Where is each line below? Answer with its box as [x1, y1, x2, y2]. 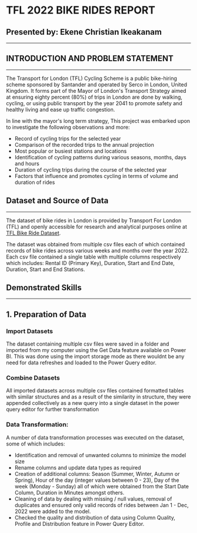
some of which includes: [6, 440, 66, 447]
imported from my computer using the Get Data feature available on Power [6, 347, 186, 354]
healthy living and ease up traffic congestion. [6, 106, 116, 113]
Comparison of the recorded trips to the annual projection [14, 141, 154, 148]
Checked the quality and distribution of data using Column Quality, [14, 514, 176, 521]
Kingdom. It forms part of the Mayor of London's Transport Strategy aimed [6, 87, 186, 94]
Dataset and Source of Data [6, 196, 108, 206]
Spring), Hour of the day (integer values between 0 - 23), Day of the [14, 477, 179, 484]
